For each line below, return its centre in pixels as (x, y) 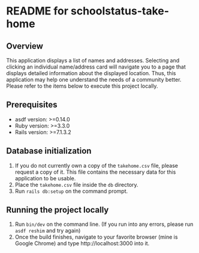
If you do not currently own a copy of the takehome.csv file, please (97, 165)
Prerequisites (32, 105)
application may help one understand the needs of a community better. (94, 80)
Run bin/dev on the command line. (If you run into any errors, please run (104, 224)
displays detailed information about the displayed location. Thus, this (91, 73)
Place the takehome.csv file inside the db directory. (77, 184)
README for (37, 11)
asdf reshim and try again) (48, 231)
